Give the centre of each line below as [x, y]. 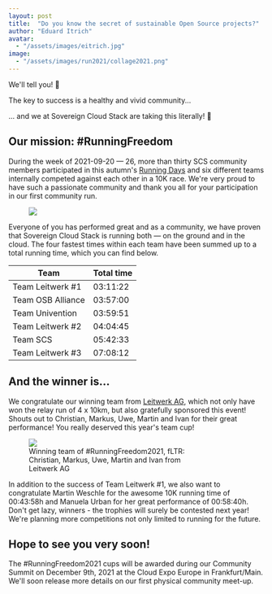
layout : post [30, 16]
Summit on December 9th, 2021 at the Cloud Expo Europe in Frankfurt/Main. [136, 572]
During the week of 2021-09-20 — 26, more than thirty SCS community [128, 161]
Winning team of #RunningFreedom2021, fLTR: [107, 451]
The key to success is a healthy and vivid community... [100, 100]
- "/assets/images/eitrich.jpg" [71, 46]
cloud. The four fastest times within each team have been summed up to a [133, 244]
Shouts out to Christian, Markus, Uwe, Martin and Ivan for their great [123, 418]
